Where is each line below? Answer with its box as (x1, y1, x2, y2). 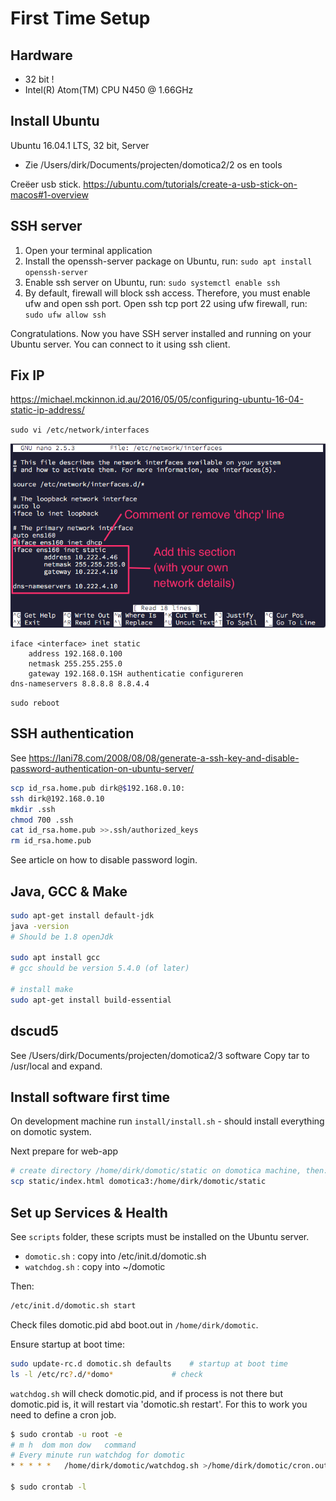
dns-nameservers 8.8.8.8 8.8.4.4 (10, 679, 150, 689)
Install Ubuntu (10, 113, 100, 130)
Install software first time (10, 1089, 171, 1106)
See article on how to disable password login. (10, 854, 198, 866)
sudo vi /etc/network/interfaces (10, 425, 150, 436)
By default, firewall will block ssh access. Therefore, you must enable (24, 287, 311, 299)
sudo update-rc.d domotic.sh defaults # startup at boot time (10, 1358, 288, 1369)
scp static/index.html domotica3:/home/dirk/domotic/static (10, 1177, 267, 1187)
